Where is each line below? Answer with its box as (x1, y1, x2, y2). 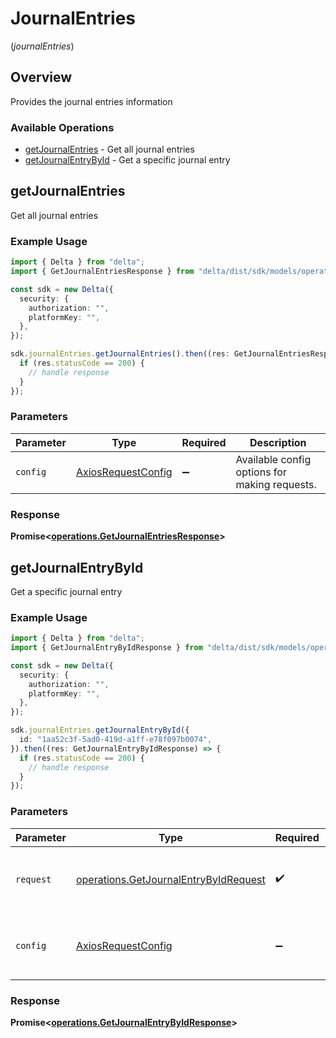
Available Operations (10, 120, 115, 134)
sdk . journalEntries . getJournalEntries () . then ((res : (10, 349, 230, 359)
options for (235, 465, 287, 479)
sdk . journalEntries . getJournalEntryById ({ (10, 725, 190, 736)
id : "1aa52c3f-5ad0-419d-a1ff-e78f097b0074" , (19, 735, 213, 745)
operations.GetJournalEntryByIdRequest (75, 872, 266, 886)
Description (249, 435, 307, 449)
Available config (235, 452, 312, 466)
